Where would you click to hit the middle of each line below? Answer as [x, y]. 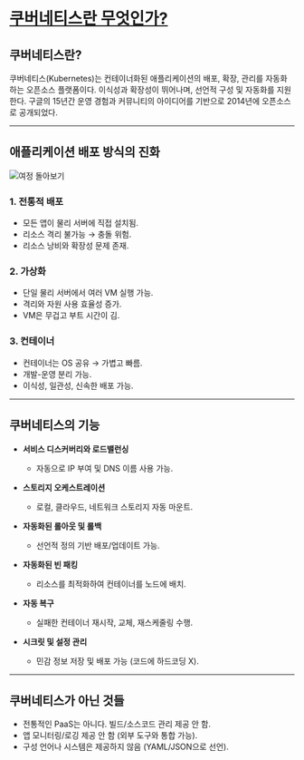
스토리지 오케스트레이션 [64, 487]
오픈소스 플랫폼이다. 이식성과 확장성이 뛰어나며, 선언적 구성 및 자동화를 [150, 90]
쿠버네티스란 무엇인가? [89, 19]
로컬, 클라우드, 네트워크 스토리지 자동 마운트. [114, 507]
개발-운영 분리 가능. [57, 374]
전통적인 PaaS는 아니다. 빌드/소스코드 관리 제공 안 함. [116, 724]
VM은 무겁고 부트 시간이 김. [71, 316]
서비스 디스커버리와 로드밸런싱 [76, 449]
